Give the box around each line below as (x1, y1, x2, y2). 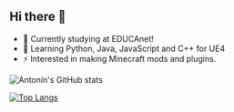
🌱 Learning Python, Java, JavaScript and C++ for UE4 (22, 43, 226, 54)
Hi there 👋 (9, 9, 66, 25)
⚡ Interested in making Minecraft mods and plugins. (22, 53, 217, 64)
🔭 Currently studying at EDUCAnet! (22, 33, 155, 44)
